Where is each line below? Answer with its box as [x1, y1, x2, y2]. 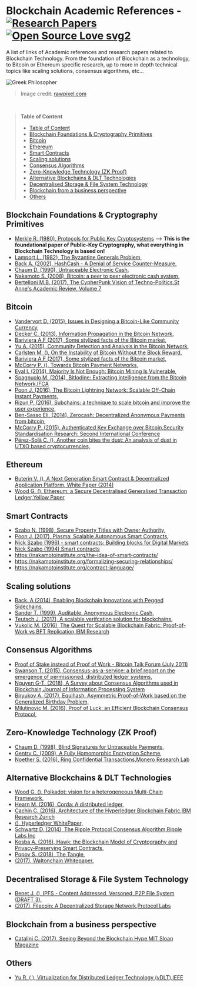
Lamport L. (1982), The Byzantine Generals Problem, [14, 254, 142, 261]
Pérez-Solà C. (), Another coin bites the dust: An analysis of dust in [14, 436, 178, 444]
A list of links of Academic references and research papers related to [6, 48, 173, 55]
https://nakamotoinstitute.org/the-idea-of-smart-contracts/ [14, 552, 158, 559]
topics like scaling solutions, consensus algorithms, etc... [6, 67, 144, 74]
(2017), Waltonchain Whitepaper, [14, 857, 94, 864]
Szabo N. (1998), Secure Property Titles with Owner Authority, [14, 526, 166, 533]
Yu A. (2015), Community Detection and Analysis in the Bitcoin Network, [14, 342, 189, 349]
